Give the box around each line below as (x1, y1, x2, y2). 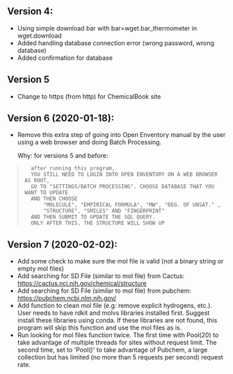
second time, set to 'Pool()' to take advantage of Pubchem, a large (17, 345, 208, 354)
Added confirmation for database (17, 54, 113, 62)
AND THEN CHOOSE (31, 195, 78, 202)
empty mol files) (17, 264, 65, 273)
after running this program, (31, 165, 115, 172)
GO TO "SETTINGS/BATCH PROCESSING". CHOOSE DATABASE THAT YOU (31, 184, 215, 190)
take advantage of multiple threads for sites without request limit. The (17, 339, 217, 347)
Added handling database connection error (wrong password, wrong (17, 38, 214, 47)
